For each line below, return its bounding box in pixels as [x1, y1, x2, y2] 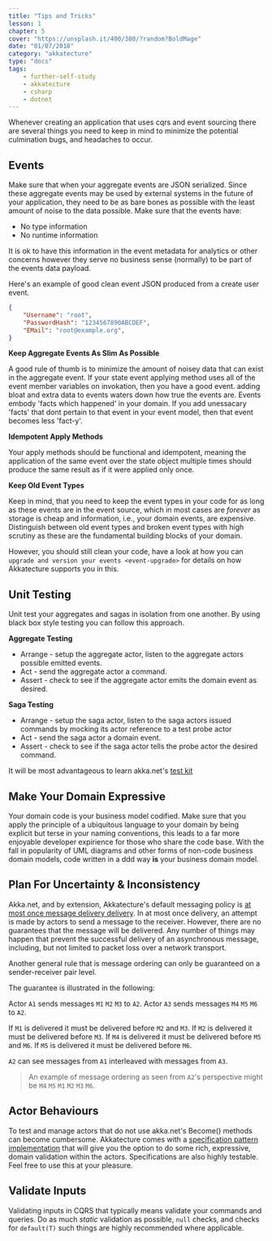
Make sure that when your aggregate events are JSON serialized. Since [8, 180, 248, 190]
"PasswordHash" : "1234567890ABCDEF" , [23, 318, 151, 326]
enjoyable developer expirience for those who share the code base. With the [8, 837, 265, 847]
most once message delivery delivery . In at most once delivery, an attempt [8, 908, 257, 918]
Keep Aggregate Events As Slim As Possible [8, 348, 160, 358]
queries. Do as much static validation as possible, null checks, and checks [8, 1214, 260, 1224]
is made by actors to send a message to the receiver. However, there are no [8, 916, 261, 926]
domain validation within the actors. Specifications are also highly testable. [8, 1151, 258, 1161]
